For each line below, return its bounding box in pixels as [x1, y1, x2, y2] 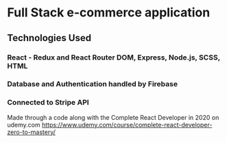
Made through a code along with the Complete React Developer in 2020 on [7, 113, 219, 121]
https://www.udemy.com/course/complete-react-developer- [41, 120, 213, 129]
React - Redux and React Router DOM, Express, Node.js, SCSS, [7, 53, 221, 62]
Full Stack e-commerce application [7, 5, 211, 21]
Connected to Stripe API [7, 98, 89, 107]
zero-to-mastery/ [7, 128, 56, 136]
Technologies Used [7, 32, 91, 44]
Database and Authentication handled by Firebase [7, 79, 178, 89]
